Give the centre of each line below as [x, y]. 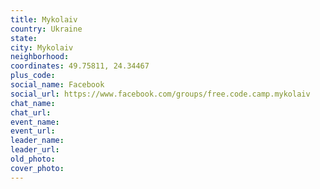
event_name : [35, 122]
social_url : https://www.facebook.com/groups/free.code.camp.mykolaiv [160, 94]
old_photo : [33, 159]
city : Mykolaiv [42, 47]
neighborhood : [40, 57]
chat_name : [33, 103]
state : [24, 38]
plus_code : [33, 76]
